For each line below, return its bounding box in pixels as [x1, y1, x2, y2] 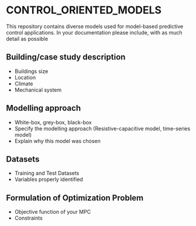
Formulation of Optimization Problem [6, 193, 144, 203]
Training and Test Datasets [14, 170, 80, 177]
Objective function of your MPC [14, 208, 91, 215]
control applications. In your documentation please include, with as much [6, 29, 183, 36]
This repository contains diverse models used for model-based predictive [6, 23, 183, 30]
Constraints [14, 214, 43, 222]
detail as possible [6, 35, 49, 42]
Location [14, 74, 36, 81]
